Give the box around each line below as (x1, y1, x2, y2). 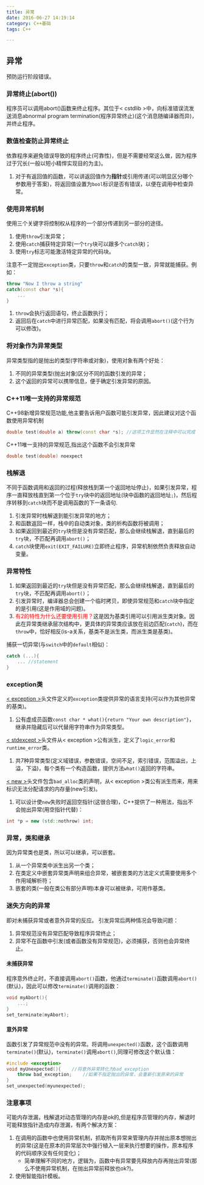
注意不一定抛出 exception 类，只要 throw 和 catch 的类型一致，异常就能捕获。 (6, 260, 192, 268)
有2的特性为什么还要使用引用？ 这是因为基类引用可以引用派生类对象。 (15, 613, 190, 620)
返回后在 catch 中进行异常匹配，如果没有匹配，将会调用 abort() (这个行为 (15, 317, 194, 325)
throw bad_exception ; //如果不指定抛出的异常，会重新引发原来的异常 (17, 1071, 184, 1078)
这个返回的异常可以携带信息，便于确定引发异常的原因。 (15, 377, 154, 385)
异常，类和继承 (6, 834, 51, 843)
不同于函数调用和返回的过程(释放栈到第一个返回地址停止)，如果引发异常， (6, 484, 192, 491)
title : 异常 (6, 9, 35, 15)
